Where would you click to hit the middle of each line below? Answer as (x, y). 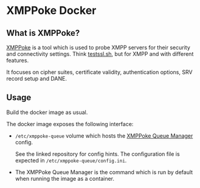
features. (18, 60)
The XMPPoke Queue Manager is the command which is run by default (104, 172)
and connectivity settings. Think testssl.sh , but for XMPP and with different (100, 54)
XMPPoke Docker (51, 11)
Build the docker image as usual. (47, 112)
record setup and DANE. (36, 79)
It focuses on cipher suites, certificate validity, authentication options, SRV (99, 72)
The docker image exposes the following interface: (70, 124)
